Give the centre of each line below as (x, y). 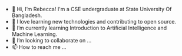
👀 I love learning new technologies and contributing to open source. (94, 22)
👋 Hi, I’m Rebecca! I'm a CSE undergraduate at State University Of (92, 9)
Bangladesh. (27, 15)
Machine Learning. (34, 34)
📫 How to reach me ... (39, 47)
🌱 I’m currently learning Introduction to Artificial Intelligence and (89, 28)
